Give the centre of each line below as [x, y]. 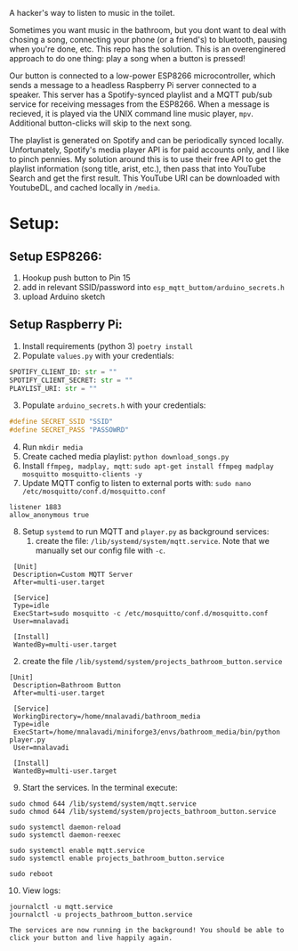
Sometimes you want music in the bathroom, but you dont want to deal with [148, 30]
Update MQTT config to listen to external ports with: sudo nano [137, 484]
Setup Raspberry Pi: [66, 325]
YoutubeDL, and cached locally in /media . [85, 187]
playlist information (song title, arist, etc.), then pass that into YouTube [137, 169]
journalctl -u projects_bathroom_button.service [101, 915]
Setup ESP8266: [56, 256]
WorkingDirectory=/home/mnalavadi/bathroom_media [107, 717]
